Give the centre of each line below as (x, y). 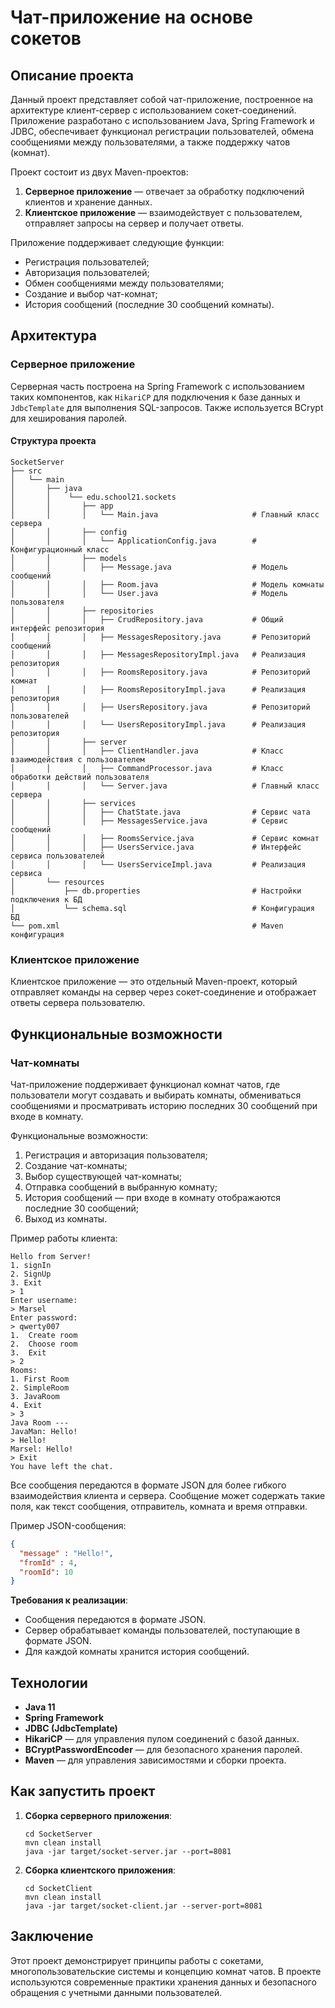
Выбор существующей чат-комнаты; (103, 1176)
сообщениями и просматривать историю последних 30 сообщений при (164, 1105)
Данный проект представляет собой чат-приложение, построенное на (162, 99)
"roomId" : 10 (46, 1572)
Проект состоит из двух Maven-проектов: (99, 172)
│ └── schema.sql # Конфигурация (162, 908)
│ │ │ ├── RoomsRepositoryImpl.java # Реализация (158, 689)
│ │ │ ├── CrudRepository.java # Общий (147, 619)
